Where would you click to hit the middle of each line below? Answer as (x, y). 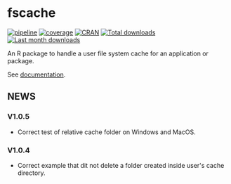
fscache (32, 13)
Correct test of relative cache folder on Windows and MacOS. (107, 132)
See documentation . (37, 74)
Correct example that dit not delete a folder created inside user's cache (121, 165)
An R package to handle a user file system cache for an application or (108, 53)
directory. (31, 173)
